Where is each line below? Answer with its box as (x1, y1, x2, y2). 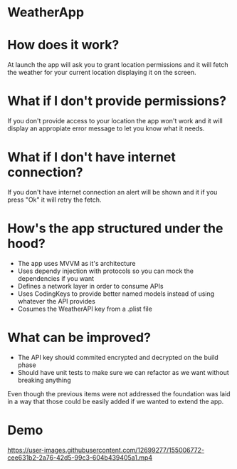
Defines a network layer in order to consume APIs (17, 282, 164, 290)
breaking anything (17, 376, 71, 384)
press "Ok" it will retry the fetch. (7, 195, 102, 204)
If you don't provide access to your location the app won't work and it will (7, 117, 223, 125)
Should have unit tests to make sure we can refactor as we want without (17, 368, 229, 376)
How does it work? (7, 37, 120, 53)
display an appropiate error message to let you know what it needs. (7, 124, 205, 133)
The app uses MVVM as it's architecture (17, 259, 136, 267)
